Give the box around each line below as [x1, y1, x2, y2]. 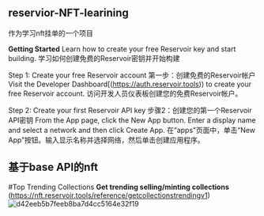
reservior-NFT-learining [8, 6, 129, 20]
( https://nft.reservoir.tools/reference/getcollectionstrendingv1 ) [8, 190, 211, 200]
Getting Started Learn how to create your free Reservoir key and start [8, 44, 236, 54]
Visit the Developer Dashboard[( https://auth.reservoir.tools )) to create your [8, 79, 252, 89]
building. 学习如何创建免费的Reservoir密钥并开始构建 [8, 53, 180, 63]
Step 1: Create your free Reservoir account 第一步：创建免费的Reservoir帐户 [8, 70, 256, 80]
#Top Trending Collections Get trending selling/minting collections [8, 182, 229, 191]
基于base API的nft [8, 161, 99, 174]
